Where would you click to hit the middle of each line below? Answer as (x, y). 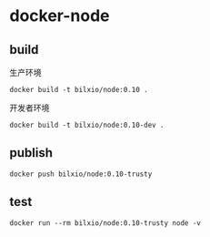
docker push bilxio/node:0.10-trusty (81, 174)
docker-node (60, 16)
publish (31, 153)
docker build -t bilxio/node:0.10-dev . (87, 125)
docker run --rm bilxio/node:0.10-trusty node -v (105, 223)
